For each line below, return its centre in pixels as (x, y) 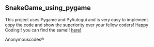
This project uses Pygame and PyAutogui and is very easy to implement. (77, 19)
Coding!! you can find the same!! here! (43, 30)
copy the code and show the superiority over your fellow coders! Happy (77, 25)
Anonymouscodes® (25, 39)
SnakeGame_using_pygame (48, 8)
